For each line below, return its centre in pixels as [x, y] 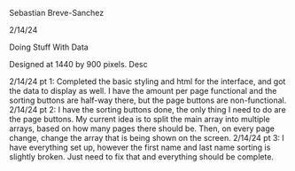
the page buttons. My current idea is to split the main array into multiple [140, 119]
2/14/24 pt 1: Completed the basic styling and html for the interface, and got [147, 82]
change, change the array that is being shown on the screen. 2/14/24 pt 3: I [147, 138]
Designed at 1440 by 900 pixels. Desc [78, 64]
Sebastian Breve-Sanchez [57, 13]
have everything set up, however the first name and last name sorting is [140, 147]
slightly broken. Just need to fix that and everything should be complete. [142, 157]
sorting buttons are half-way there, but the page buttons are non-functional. [148, 100]
